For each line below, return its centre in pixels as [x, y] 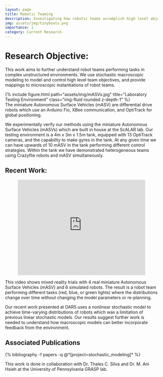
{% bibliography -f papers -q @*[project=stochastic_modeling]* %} [73, 354]
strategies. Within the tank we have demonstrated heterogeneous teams [77, 150]
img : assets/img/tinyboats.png [37, 23]
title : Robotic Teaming [29, 14]
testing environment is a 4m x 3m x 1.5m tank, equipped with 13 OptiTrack [79, 134]
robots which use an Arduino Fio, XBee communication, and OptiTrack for [79, 110]
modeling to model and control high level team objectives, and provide [75, 80]
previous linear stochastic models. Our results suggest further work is [75, 317]
